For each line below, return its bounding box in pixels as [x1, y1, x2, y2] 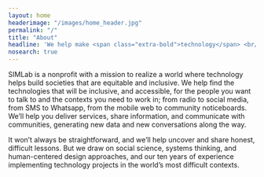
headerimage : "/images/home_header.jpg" [8, 19, 143, 27]
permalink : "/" [8, 26, 58, 34]
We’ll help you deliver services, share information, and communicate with [8, 112, 245, 120]
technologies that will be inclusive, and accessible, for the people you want [8, 87, 251, 95]
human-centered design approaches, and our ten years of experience [8, 152, 234, 161]
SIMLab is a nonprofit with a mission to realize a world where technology [8, 70, 244, 79]
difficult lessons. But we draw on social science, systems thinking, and [8, 143, 237, 153]
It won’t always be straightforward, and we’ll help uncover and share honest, [8, 135, 255, 144]
